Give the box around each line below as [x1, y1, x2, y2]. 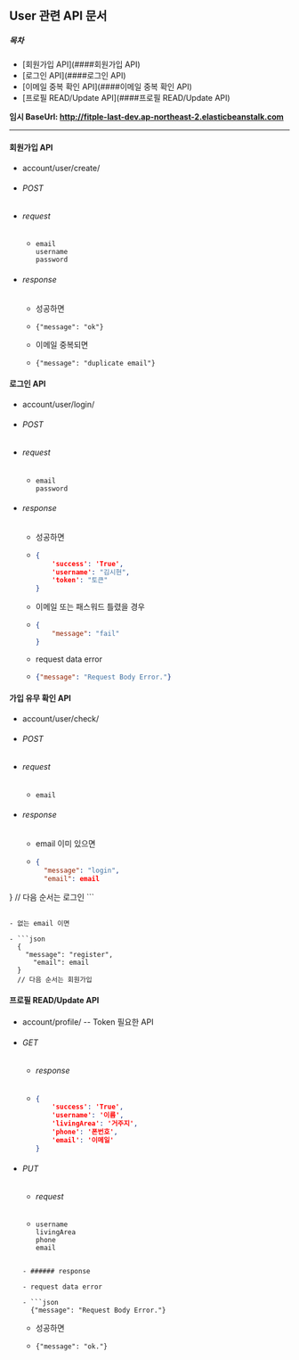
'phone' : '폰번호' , [52, 1127, 118, 1137]
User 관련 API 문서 [9, 8, 108, 24]
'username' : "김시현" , [52, 567, 131, 577]
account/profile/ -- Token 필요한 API [21, 1016, 154, 1027]
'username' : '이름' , [52, 1111, 125, 1120]
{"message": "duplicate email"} [35, 359, 156, 367]
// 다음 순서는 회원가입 [17, 975, 93, 984]
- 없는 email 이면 [9, 919, 70, 927]
